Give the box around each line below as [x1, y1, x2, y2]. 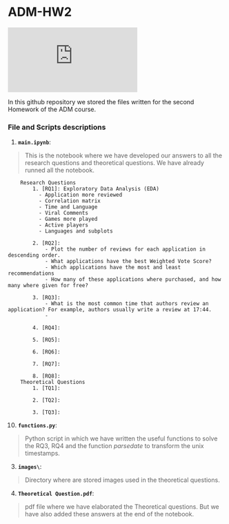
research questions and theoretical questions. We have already [24, 159, 204, 167]
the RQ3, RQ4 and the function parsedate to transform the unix [24, 442, 204, 450]
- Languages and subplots [38, 228, 113, 235]
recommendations [8, 270, 54, 277]
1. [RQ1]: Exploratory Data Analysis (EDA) [32, 186, 159, 193]
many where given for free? [8, 282, 89, 289]
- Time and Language [38, 204, 98, 211]
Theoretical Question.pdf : [17, 489, 94, 498]
